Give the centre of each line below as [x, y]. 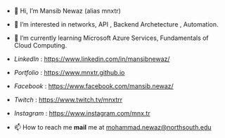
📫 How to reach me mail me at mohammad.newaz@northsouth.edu [113, 127]
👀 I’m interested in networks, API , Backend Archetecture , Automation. [116, 24]
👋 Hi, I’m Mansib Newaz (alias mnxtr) [67, 11]
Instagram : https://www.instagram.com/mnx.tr [82, 113]
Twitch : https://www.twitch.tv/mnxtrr [68, 99]
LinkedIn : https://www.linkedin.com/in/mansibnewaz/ [92, 59]
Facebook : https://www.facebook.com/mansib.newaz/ [94, 86]
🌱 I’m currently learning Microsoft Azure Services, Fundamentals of [111, 38]
